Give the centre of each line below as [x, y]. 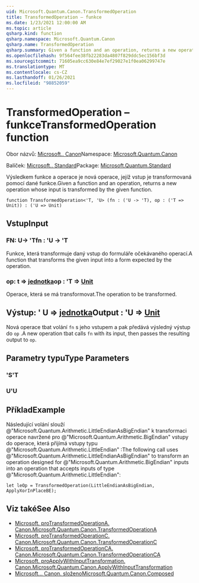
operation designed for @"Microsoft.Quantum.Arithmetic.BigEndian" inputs [97, 462]
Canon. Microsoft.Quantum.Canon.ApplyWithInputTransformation [94, 567]
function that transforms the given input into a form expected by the [89, 260]
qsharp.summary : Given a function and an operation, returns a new [91, 50]
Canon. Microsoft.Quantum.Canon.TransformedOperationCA [88, 555]
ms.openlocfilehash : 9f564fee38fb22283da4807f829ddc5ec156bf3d [86, 56]
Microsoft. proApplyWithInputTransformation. [70, 561]
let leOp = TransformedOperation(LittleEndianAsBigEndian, [81, 485]
